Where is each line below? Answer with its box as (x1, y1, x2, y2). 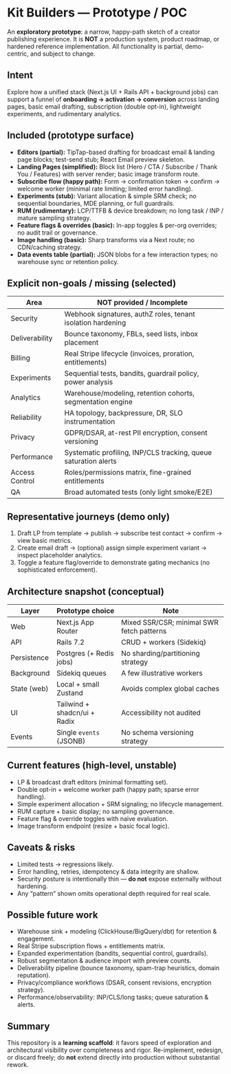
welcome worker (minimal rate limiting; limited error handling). (16, 184, 193, 193)
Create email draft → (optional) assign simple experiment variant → (16, 544, 208, 552)
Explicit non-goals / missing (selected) (7, 277, 177, 289)
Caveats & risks (7, 841, 76, 854)
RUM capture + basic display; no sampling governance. (16, 807, 175, 815)
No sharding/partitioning (121, 649, 201, 658)
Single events (56, 728, 100, 737)
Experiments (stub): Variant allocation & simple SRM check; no (16, 191, 197, 200)
